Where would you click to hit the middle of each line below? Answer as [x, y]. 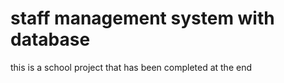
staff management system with [142, 18]
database [50, 39]
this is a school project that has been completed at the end [131, 67]
